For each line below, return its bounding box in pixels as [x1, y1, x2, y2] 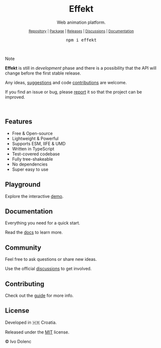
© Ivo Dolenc [5, 338, 31, 344]
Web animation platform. [57, 19, 106, 25]
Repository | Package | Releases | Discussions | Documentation [29, 29, 134, 33]
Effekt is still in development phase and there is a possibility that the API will [5, 65, 157, 71]
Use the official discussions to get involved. [5, 266, 92, 272]
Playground [5, 181, 41, 189]
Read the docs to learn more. [5, 229, 63, 235]
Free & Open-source [12, 130, 53, 136]
